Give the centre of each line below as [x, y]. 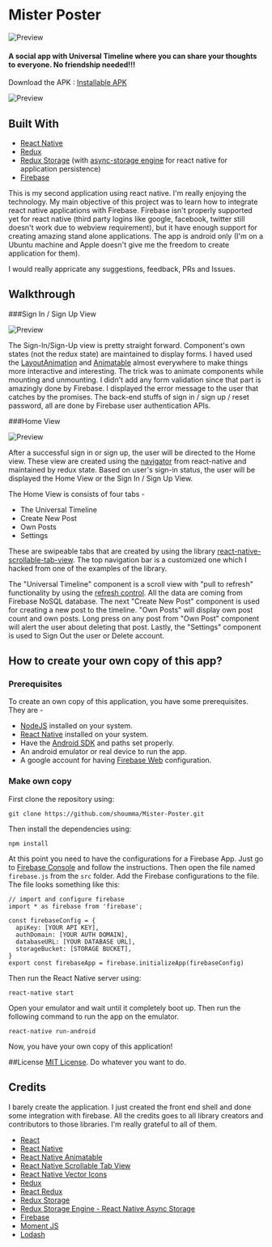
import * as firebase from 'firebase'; [76, 906]
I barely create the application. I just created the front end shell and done [130, 1107]
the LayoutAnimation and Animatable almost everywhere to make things [128, 363]
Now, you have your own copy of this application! [91, 1046]
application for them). [45, 253]
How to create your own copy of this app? [115, 661]
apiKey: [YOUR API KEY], [57, 927]
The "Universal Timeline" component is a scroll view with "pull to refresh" [131, 583]
